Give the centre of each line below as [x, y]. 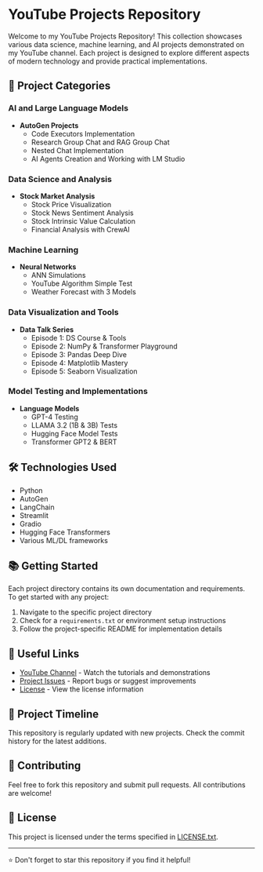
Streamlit [34, 515]
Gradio [30, 524]
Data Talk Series [47, 329]
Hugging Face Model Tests [74, 433]
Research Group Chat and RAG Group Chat [100, 142]
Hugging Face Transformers [65, 532]
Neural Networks [48, 267]
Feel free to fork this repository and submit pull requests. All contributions [127, 784]
